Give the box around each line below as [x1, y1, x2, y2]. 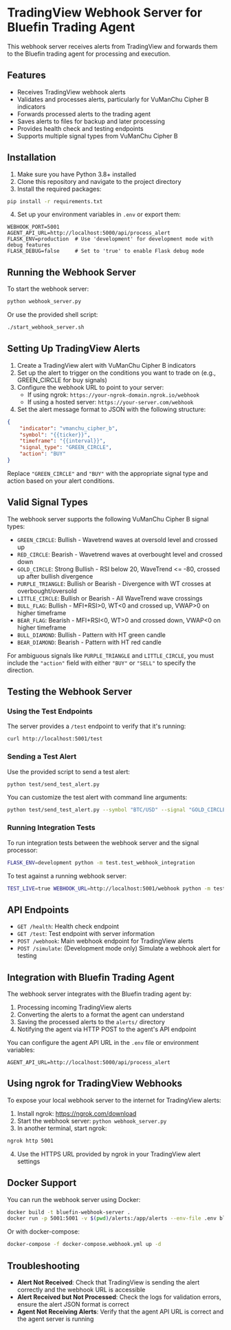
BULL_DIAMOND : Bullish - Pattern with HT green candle [16, 630, 166, 638]
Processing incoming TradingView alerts [16, 1004, 132, 1012]
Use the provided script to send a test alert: [7, 767, 131, 776]
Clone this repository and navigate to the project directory [16, 177, 181, 185]
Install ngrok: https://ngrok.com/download [16, 1109, 137, 1117]
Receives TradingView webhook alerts [16, 87, 126, 96]
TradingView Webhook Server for [7, 5, 203, 21]
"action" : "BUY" [19, 450, 67, 457]
